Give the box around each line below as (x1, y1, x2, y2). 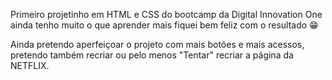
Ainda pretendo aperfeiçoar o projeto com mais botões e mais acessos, (10, 39, 305, 50)
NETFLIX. (10, 60, 50, 71)
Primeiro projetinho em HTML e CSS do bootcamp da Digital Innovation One (10, 9, 323, 20)
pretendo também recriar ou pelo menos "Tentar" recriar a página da (10, 49, 294, 61)
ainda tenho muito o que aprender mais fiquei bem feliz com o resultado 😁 (10, 19, 319, 31)
